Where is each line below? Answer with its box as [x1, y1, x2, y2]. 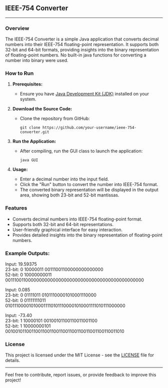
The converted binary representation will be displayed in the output [19, 187, 158, 193]
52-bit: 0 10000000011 [5, 272, 52, 277]
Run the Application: [12, 138, 56, 144]
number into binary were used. [5, 57, 68, 63]
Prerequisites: [12, 81, 43, 87]
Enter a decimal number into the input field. [19, 176, 109, 182]
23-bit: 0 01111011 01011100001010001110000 [5, 292, 96, 298]
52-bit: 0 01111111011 [5, 297, 46, 303]
